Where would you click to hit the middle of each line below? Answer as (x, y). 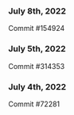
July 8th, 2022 (37, 11)
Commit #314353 (37, 66)
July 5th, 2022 (37, 49)
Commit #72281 (34, 104)
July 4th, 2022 (37, 86)
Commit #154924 (37, 29)
